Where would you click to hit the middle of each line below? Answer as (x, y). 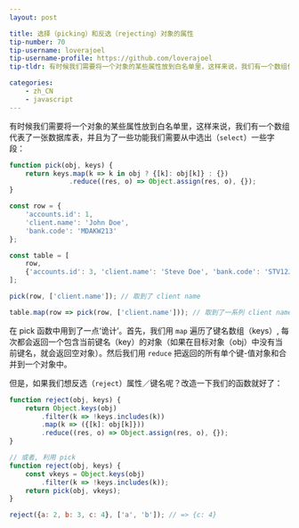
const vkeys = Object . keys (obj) (85, 474)
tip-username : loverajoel (57, 50)
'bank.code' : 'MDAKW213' (71, 231)
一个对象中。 (48, 364)
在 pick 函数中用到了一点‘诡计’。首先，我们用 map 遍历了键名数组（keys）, (144, 330)
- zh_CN (39, 91)
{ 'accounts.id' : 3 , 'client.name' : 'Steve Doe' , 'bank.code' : (143, 272)
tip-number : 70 (37, 42)
